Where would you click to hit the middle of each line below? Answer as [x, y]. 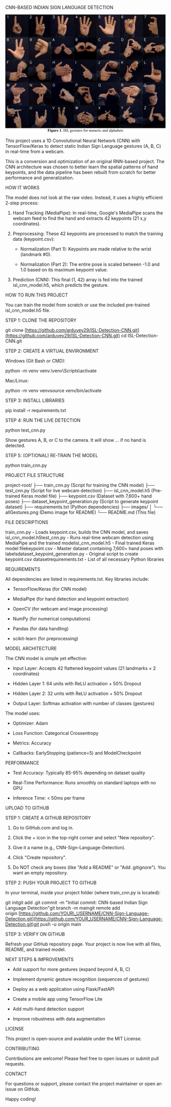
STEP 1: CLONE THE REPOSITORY [41, 320]
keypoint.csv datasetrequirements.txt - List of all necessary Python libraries [85, 559]
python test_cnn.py [25, 430]
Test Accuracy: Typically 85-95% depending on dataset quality [79, 773]
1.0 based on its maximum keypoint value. [64, 270]
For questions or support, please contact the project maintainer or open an [83, 1084]
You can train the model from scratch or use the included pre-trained [78, 305]
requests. [15, 1064]
